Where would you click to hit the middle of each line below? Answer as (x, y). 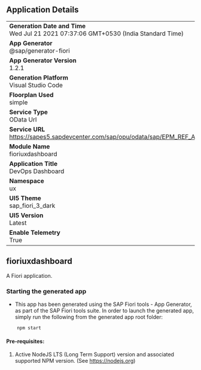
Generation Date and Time (48, 26)
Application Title (33, 163)
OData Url (23, 119)
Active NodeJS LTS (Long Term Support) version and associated (95, 354)
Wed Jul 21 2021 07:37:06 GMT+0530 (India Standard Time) (97, 34)
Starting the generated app (46, 291)
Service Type (28, 112)
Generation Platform (39, 77)
